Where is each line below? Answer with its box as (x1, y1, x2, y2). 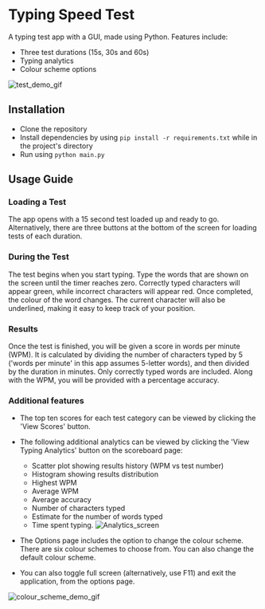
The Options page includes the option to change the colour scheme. (19, 536, 244, 545)
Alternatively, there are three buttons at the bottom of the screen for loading (8, 223, 257, 233)
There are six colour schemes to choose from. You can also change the (19, 544, 255, 554)
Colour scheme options (19, 64, 97, 73)
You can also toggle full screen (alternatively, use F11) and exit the (19, 568, 236, 578)
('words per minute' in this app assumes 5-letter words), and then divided (8, 359, 250, 368)
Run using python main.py (19, 149, 105, 159)
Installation (8, 103, 65, 116)
